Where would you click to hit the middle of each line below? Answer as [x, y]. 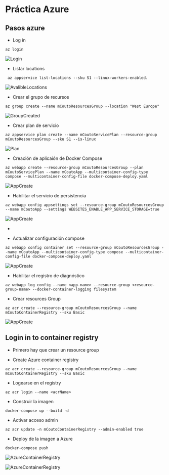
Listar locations [29, 69]
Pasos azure [25, 28]
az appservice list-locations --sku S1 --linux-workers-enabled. [78, 78]
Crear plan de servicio [36, 125]
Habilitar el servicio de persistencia [49, 196]
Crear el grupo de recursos [41, 97]
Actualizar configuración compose [49, 238]
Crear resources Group [36, 299]
